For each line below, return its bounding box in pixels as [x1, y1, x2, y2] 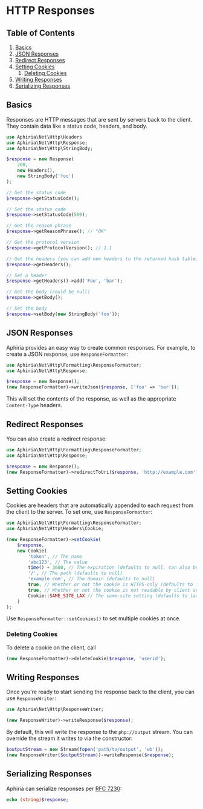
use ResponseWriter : [6, 695, 57, 702]
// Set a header [6, 272, 47, 278]
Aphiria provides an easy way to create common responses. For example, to [6, 344, 196, 351]
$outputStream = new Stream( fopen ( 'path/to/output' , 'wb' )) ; [6, 747, 164, 753]
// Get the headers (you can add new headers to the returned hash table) [6, 255, 199, 262]
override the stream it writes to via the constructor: [6, 735, 133, 742]
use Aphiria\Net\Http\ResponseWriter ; [6, 706, 104, 713]
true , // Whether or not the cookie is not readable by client [28, 587, 190, 593]
